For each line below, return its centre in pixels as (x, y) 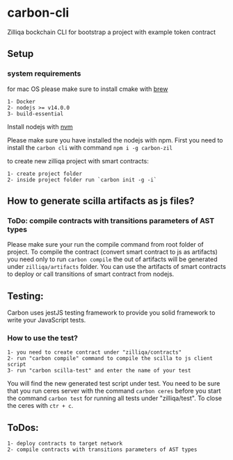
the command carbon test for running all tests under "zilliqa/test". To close (115, 398)
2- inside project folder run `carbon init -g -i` (82, 180)
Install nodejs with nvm (40, 126)
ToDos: (23, 428)
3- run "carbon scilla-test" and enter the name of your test (99, 371)
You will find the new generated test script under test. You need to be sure (114, 384)
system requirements (44, 74)
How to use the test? (43, 338)
